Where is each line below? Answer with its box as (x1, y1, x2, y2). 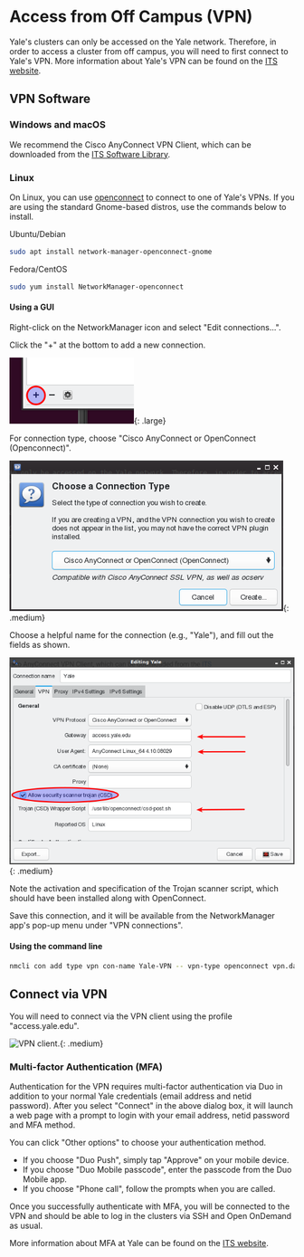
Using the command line (9, 940, 103, 951)
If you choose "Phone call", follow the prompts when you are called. (22, 1184, 276, 1195)
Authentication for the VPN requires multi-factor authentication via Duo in (9, 1081, 283, 1092)
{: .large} (134, 414, 166, 426)
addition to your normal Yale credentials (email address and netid (9, 1090, 252, 1101)
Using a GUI (9, 301, 54, 313)
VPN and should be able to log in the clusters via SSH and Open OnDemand (9, 1211, 292, 1222)
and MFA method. (9, 1119, 76, 1130)
